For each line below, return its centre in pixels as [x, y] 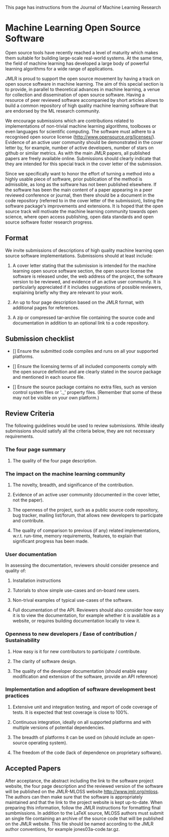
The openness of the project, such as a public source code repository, [86, 510]
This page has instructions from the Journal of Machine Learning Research [83, 7]
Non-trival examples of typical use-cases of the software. [72, 600]
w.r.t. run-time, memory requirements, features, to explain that [77, 536]
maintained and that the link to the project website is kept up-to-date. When [84, 802]
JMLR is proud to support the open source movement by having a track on [82, 79]
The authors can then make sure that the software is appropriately [74, 797]
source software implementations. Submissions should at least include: [79, 256]
